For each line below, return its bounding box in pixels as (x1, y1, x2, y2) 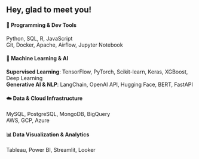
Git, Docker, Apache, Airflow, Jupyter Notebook (6, 41, 124, 48)
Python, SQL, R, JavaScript (6, 35, 73, 42)
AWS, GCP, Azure (6, 117, 50, 124)
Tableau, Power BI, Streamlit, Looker (6, 146, 96, 154)
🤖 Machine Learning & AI (6, 55, 69, 62)
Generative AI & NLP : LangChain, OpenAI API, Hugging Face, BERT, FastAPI (6, 81, 193, 88)
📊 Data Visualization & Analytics (6, 131, 90, 138)
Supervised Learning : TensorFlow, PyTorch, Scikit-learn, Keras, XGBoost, (6, 68, 188, 75)
